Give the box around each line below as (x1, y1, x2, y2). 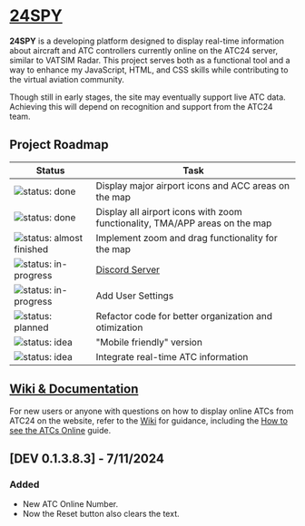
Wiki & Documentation (9, 382, 139, 397)
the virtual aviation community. (9, 73, 125, 84)
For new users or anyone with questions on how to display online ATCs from (9, 405, 294, 416)
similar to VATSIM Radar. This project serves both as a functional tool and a (9, 54, 290, 65)
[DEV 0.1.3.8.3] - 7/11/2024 (9, 451, 165, 466)
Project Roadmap (9, 137, 109, 152)
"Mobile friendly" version (95, 336, 202, 348)
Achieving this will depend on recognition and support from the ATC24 (9, 101, 273, 112)
